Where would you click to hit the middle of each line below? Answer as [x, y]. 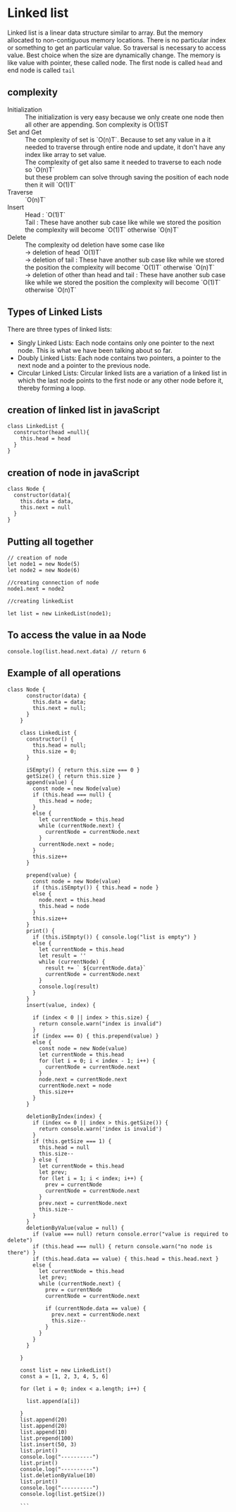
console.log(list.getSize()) [63, 1494]
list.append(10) [44, 1432]
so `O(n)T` [40, 169]
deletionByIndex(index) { [64, 1116]
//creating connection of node [53, 583]
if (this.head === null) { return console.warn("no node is [123, 1246]
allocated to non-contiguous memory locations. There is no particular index [117, 40]
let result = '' [62, 955]
